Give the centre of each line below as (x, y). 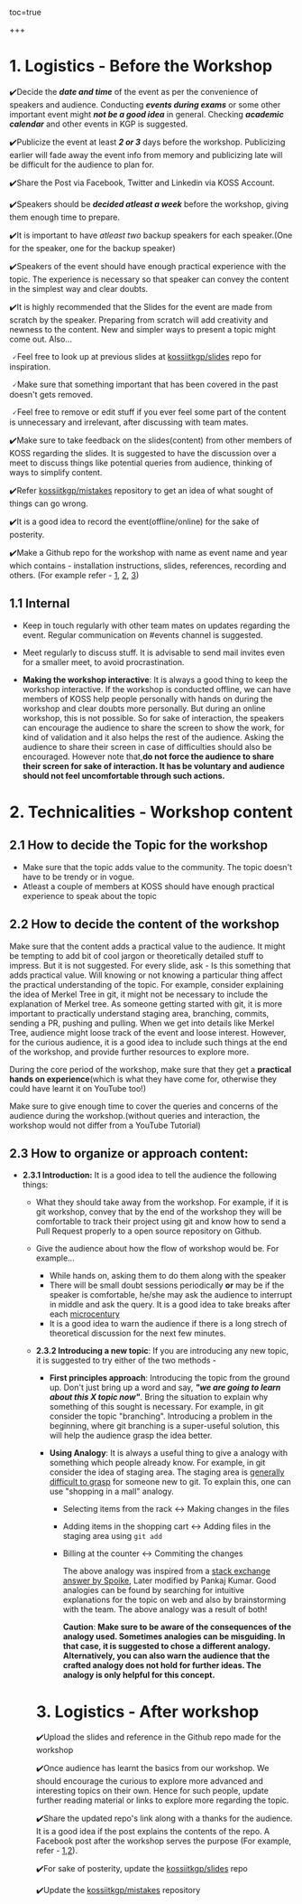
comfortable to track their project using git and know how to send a (161, 1222)
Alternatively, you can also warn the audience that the (166, 1655)
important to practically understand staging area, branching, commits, (139, 1013)
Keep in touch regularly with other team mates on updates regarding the (156, 625)
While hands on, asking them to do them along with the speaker (168, 1276)
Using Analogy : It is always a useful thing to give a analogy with (169, 1453)
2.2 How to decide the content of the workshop (144, 924)
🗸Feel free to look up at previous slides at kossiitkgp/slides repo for (136, 356)
